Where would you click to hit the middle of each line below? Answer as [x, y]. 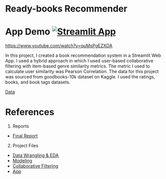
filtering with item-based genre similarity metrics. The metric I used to [77, 66]
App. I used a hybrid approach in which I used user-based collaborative [79, 61]
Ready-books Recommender [66, 9]
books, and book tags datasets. [38, 82]
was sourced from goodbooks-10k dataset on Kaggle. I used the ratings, [80, 77]
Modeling [22, 161]
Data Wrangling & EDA [35, 155]
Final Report [25, 136]
